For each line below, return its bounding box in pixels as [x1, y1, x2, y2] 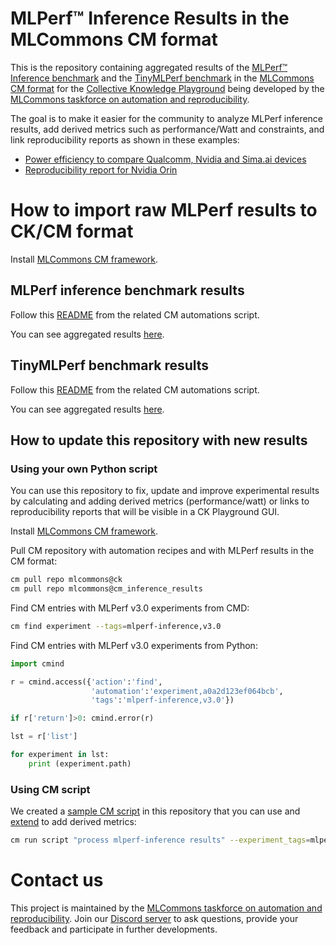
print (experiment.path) [28, 758, 132, 769]
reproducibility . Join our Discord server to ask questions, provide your [10, 912, 299, 924]
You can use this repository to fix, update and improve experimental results [10, 485, 320, 497]
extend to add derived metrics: [10, 816, 137, 828]
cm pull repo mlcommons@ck [10, 575, 123, 585]
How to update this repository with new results [10, 432, 308, 449]
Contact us [10, 869, 104, 892]
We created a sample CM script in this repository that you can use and [10, 805, 301, 817]
